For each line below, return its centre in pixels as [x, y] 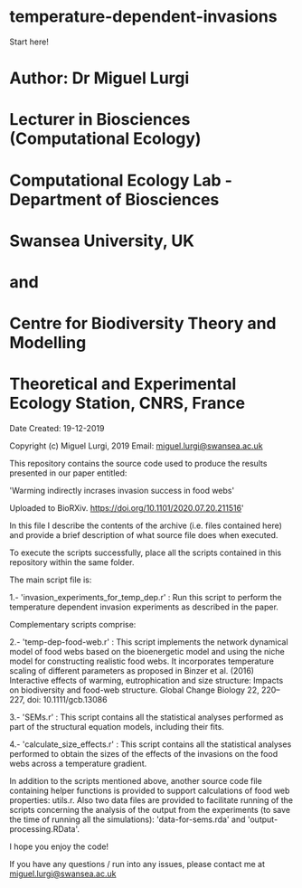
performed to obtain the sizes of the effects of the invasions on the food [144, 754]
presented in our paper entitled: [68, 473]
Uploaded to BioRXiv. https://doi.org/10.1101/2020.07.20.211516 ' [127, 508]
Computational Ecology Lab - [121, 180]
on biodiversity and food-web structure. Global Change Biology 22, [134, 690]
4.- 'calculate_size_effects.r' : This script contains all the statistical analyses [151, 744]
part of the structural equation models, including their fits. [117, 727]
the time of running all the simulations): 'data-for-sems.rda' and [127, 819]
